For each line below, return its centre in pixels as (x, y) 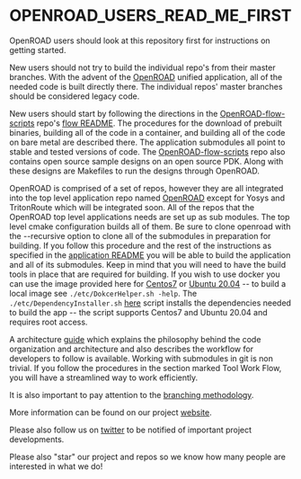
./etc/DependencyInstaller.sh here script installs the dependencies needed (150, 303)
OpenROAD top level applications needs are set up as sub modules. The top (150, 217)
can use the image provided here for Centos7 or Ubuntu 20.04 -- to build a (148, 283)
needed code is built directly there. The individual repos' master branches (146, 86)
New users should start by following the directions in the (114, 113)
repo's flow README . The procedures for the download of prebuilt (159, 123)
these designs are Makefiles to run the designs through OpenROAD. (135, 171)
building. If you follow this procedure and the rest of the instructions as (141, 245)
